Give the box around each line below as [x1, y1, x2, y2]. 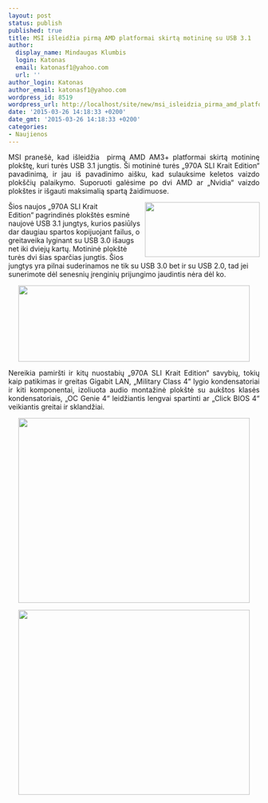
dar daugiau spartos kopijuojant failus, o [8, 226, 140, 236]
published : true [8, 26, 62, 34]
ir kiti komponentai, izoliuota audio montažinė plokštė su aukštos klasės [8, 384, 260, 395]
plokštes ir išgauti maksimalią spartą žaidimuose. [8, 186, 170, 195]
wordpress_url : [8, 100, 59, 108]
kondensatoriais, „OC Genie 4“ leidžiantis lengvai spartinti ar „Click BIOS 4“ [8, 393, 260, 403]
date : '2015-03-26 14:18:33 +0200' [8, 108, 127, 116]
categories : [8, 123, 48, 131]
